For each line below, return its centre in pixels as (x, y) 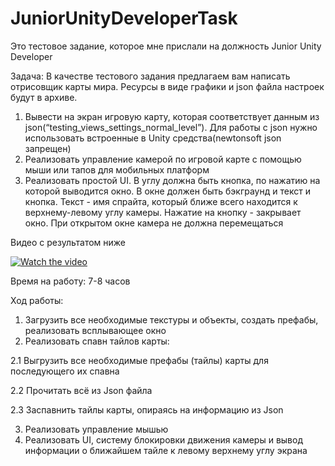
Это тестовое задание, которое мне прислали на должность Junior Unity (166, 46)
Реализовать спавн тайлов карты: (97, 341)
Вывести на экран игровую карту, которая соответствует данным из (172, 116)
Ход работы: (37, 300)
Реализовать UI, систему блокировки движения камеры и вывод (164, 439)
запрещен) (48, 148)
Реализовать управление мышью (96, 429)
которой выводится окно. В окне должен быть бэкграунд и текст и (167, 191)
